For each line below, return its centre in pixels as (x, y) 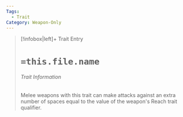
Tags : (13, 11)
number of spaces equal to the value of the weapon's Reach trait (99, 101)
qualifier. (31, 107)
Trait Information (41, 77)
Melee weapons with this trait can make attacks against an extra (98, 95)
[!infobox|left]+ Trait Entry (52, 39)
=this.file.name (60, 62)
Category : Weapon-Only (34, 22)
